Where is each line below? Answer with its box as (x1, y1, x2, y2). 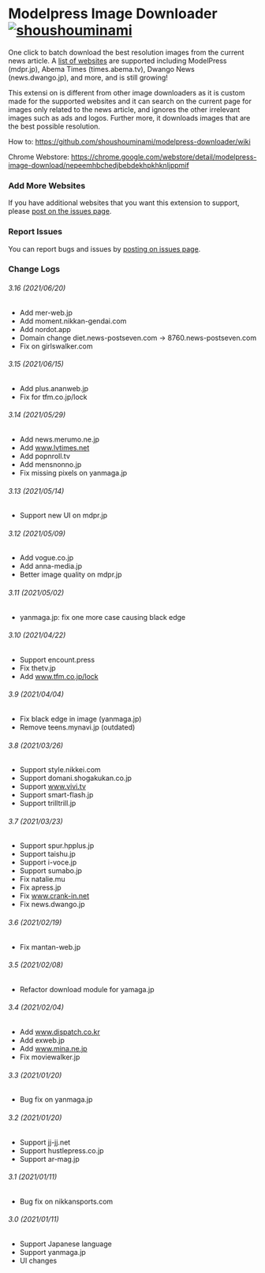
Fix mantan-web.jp (19, 942, 81, 951)
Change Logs (8, 263, 61, 274)
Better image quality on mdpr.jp (19, 569, 122, 580)
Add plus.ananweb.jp (19, 383, 89, 393)
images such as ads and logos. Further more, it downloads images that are (8, 113, 251, 122)
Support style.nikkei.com (19, 765, 101, 775)
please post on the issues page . (8, 207, 112, 216)
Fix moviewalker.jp (19, 1052, 80, 1062)
